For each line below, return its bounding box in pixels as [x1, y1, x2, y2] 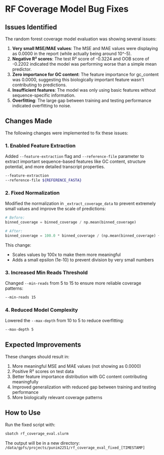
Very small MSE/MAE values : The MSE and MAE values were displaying [12, 46, 158, 51]
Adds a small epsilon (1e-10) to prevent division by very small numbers [12, 256, 154, 263]
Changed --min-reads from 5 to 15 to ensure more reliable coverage [5, 280, 142, 286]
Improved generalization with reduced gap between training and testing [12, 384, 156, 390]
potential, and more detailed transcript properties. [5, 164, 105, 170]
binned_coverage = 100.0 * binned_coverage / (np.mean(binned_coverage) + [5, 233, 161, 238]
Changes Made [5, 117, 52, 126]
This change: [5, 242, 32, 248]
